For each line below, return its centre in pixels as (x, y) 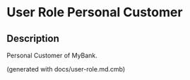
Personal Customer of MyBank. (52, 55)
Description (33, 39)
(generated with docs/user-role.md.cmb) (66, 69)
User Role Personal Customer (95, 12)
